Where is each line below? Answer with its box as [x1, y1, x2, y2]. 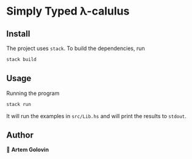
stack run [6, 101, 32, 107]
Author [6, 130, 34, 140]
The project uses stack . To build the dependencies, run [6, 44, 145, 52]
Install [6, 29, 30, 39]
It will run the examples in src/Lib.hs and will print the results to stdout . [6, 112, 187, 119]
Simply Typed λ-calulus [6, 4, 130, 18]
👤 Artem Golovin [6, 146, 49, 154]
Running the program [6, 90, 60, 97]
